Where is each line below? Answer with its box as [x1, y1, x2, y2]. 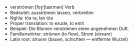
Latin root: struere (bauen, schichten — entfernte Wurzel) [9, 36, 128, 42]
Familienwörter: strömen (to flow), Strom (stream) [9, 31, 112, 36]
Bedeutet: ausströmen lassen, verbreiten [9, 9, 94, 15]
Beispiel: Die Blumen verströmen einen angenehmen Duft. [9, 25, 129, 31]
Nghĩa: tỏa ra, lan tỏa [9, 15, 53, 21]
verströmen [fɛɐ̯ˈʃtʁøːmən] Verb [9, 4, 75, 10]
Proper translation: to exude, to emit [9, 20, 84, 26]
